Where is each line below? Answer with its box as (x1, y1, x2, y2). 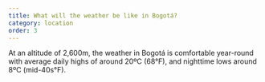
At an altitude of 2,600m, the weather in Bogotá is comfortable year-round (8, 49, 255, 58)
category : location (8, 19, 74, 27)
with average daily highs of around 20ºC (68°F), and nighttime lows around (8, 57, 257, 66)
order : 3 (8, 26, 38, 34)
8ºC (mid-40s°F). (8, 65, 67, 75)
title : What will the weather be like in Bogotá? (8, 11, 178, 20)
